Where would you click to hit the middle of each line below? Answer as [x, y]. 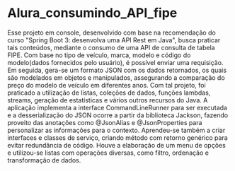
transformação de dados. [44, 160]
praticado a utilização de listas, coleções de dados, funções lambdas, [109, 93]
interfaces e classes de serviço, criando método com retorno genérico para [117, 137]
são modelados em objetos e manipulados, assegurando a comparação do [116, 77]
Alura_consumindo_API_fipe [92, 13]
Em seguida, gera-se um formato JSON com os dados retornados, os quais [117, 70]
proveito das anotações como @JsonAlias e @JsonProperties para [105, 122]
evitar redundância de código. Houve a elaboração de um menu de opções [117, 145]
